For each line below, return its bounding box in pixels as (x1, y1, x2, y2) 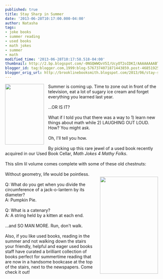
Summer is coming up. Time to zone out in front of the (48, 83, 157, 89)
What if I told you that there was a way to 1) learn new (48, 115, 155, 120)
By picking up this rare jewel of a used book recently (48, 145, 153, 151)
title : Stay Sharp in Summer (5, 12, 64, 16)
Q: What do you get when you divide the (5, 181, 86, 187)
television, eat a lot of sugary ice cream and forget (48, 88, 149, 95)
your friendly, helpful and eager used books (5, 243, 93, 249)
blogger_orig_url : (5, 70, 42, 75)
